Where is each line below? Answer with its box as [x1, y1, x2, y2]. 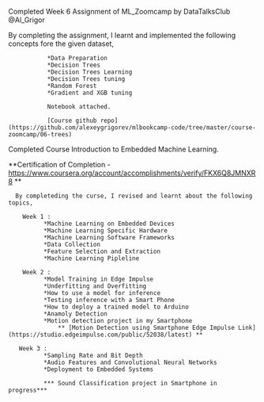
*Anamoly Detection [43, 310, 108, 318]
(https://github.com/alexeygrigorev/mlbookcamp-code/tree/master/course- [8, 124, 257, 132]
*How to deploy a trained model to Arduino [43, 303, 190, 311]
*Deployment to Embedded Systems [43, 366, 154, 373]
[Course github [47, 117, 97, 124]
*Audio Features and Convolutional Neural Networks [43, 358, 217, 366]
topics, [8, 199, 34, 207]
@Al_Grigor [8, 15, 45, 25]
